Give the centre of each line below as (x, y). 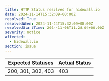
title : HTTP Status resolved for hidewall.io (52, 10)
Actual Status (75, 63)
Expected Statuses (31, 63)
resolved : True (21, 19)
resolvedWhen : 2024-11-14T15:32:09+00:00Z (49, 23)
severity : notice (23, 32)
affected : (15, 37)
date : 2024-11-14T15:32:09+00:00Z (41, 14)
